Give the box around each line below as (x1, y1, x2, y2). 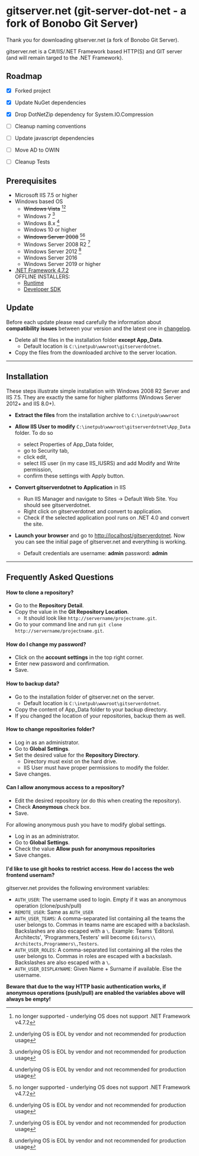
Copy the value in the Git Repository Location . (14, 609, 129, 616)
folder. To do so (14, 429, 53, 436)
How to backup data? (6, 680, 60, 687)
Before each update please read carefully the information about (6, 318, 162, 325)
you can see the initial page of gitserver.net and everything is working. (14, 538, 187, 545)
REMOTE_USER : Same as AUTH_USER (14, 908, 94, 916)
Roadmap (6, 71, 43, 81)
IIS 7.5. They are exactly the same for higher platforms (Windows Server (6, 393, 182, 401)
